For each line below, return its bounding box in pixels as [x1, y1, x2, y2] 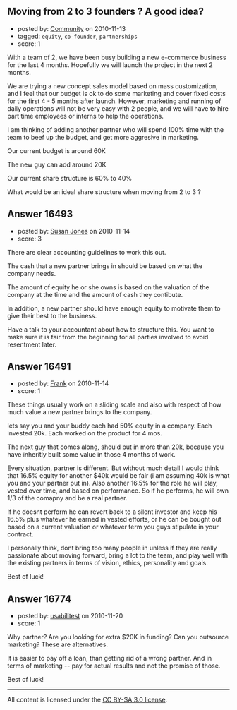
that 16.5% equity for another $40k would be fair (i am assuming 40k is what [7, 471, 230, 480]
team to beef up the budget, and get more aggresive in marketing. [7, 133, 200, 141]
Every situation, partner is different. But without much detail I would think [7, 464, 219, 472]
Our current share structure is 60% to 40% [7, 174, 133, 182]
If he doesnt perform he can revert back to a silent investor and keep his [7, 507, 217, 516]
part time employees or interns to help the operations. [7, 112, 164, 120]
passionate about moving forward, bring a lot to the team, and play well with [7, 551, 229, 560]
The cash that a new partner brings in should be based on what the [7, 261, 203, 270]
